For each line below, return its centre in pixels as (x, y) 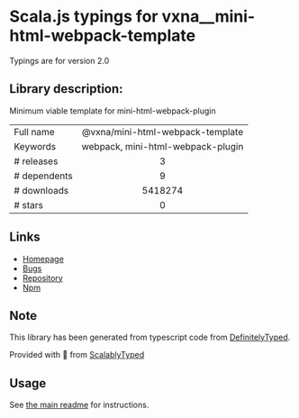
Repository (42, 277)
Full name (35, 132)
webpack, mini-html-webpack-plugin (163, 146)
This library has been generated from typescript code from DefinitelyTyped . (150, 337)
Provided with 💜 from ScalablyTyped (77, 355)
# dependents (44, 176)
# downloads (41, 190)
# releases (36, 161)
